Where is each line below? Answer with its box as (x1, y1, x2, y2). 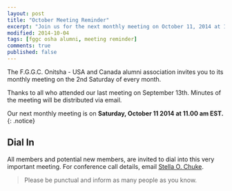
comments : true (7, 42, 51, 49)
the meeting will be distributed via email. (7, 95, 122, 104)
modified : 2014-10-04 (7, 29, 70, 37)
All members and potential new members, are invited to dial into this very (7, 155, 215, 163)
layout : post (7, 10, 45, 17)
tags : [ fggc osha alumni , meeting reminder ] (7, 36, 137, 43)
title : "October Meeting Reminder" (7, 17, 110, 24)
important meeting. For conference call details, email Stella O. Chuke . (7, 162, 204, 170)
